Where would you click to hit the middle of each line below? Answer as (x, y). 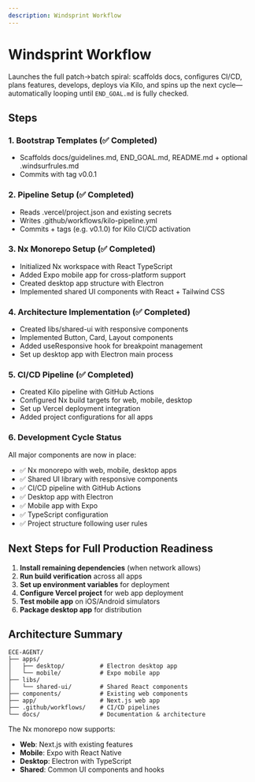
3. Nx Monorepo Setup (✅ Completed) (82, 249)
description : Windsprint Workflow (65, 15)
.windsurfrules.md (49, 166)
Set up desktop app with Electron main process (96, 354)
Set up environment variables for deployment (94, 584)
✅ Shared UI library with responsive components (99, 479)
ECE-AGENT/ (26, 653)
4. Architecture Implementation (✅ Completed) (100, 312)
